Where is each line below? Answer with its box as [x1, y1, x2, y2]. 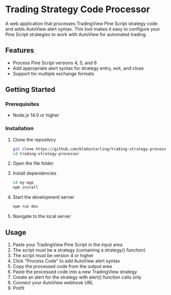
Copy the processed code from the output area [12, 263, 112, 269]
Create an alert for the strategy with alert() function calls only [12, 274, 142, 280]
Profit [12, 285, 25, 291]
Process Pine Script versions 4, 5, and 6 [12, 60, 97, 66]
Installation [5, 125, 34, 132]
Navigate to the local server [12, 213, 71, 219]
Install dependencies [12, 170, 57, 177]
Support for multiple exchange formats [12, 70, 94, 77]
